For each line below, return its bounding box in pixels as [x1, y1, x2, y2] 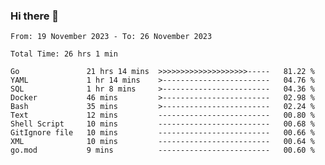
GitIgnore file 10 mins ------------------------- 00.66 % [10, 128, 315, 138]
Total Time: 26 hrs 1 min [10, 49, 118, 59]
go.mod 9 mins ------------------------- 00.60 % [10, 145, 315, 156]
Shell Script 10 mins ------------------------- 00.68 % [10, 119, 315, 129]
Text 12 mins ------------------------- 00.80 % [10, 110, 315, 121]
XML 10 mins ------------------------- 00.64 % [10, 137, 315, 147]
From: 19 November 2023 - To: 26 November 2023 [10, 32, 213, 42]
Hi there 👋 [10, 9, 60, 23]
